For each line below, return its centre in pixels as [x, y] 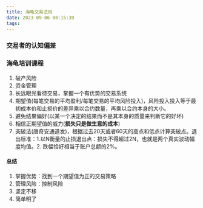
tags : [13, 23]
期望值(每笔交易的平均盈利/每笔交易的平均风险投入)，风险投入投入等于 [103, 100]
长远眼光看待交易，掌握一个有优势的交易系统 [71, 93]
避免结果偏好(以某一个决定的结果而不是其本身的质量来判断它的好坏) [99, 116]
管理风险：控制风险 [39, 184]
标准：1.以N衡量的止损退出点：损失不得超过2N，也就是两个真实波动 [105, 139]
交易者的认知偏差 [31, 46]
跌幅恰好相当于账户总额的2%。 [82, 146]
